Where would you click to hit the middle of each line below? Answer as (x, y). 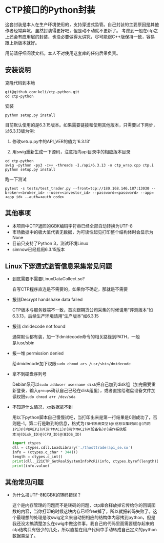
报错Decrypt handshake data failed (47, 300)
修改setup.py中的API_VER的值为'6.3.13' (51, 141)
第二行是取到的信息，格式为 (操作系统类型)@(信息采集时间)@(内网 (90, 423)
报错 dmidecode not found (39, 326)
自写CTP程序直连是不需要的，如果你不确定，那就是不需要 (70, 289)
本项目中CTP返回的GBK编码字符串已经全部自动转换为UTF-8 (72, 226)
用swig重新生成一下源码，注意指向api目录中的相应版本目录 (71, 151)
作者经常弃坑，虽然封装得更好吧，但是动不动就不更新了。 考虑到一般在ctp (80, 30)
